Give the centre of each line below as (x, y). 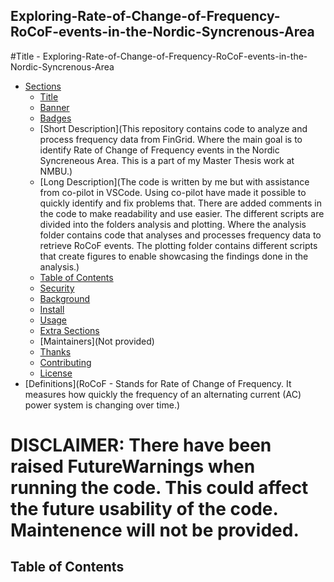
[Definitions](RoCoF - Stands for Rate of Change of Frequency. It (158, 383)
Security (57, 288)
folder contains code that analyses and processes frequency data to (180, 235)
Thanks (55, 351)
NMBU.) (56, 171)
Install (52, 309)
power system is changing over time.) (102, 405)
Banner (54, 107)
